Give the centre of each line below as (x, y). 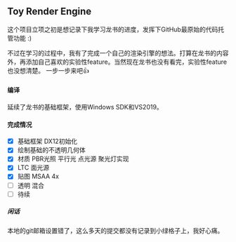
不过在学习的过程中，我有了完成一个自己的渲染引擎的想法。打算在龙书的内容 (118, 53)
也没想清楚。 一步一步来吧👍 (48, 70)
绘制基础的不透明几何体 (51, 150)
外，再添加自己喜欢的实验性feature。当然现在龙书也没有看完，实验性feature (117, 62)
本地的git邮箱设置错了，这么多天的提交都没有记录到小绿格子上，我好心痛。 (116, 230)
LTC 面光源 (33, 168)
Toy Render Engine (50, 12)
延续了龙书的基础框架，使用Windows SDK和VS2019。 (85, 107)
